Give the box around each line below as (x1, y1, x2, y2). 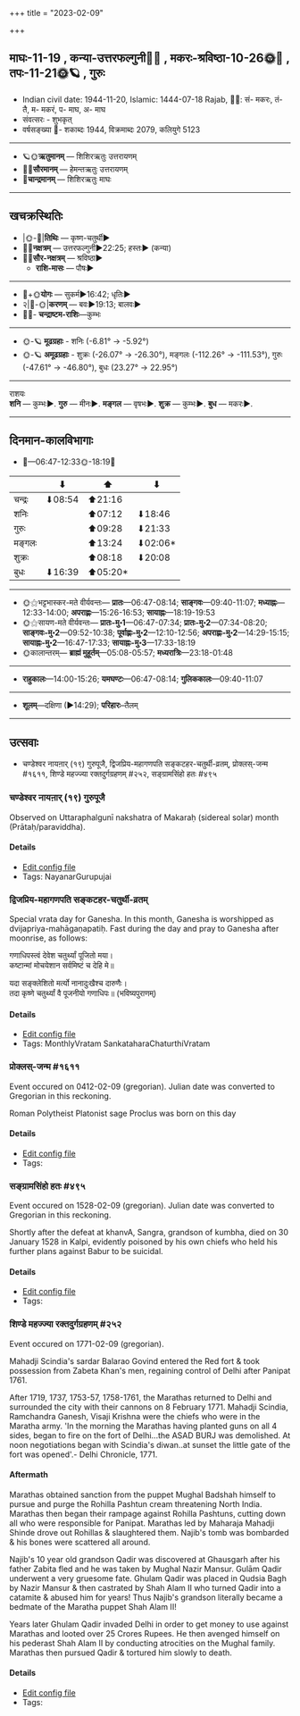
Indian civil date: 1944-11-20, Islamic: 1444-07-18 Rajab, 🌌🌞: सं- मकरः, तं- (21, 94, 283, 105)
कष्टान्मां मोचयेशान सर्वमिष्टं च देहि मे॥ (9, 960, 114, 971)
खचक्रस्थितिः (9, 209, 63, 224)
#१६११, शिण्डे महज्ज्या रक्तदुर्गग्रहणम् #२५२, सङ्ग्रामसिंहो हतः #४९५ (21, 768, 217, 780)
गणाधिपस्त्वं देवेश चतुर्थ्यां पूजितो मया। (9, 950, 114, 961)
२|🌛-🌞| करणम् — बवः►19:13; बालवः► (21, 298, 142, 309)
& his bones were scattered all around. (9, 1536, 151, 1547)
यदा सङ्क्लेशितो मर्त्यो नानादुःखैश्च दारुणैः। (9, 978, 128, 989)
